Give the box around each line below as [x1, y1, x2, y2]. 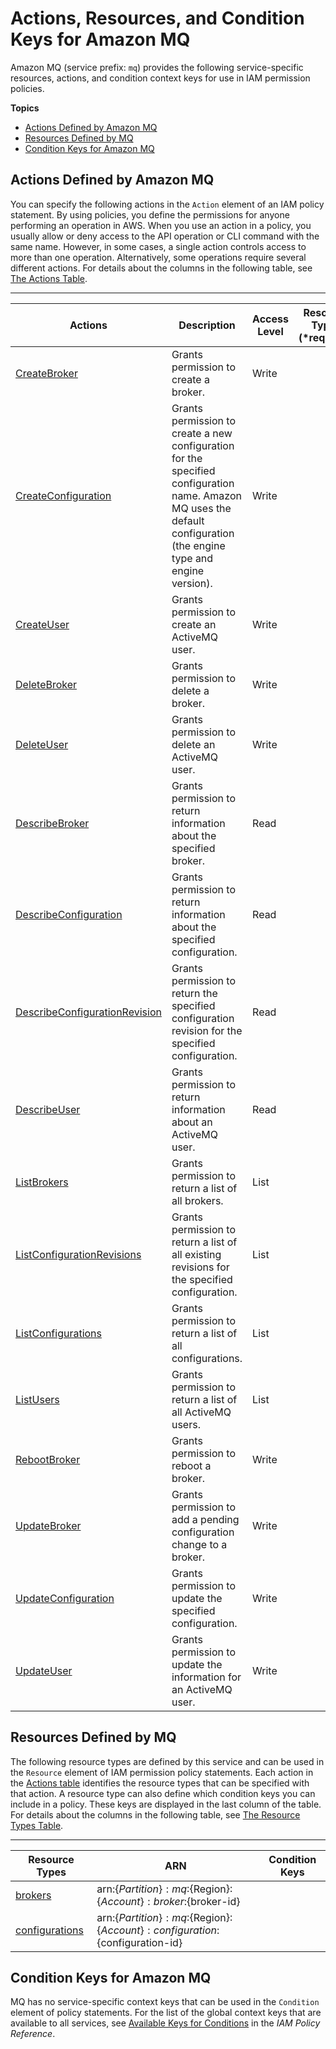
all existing [171, 1247, 222, 1261]
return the [171, 986, 218, 1000]
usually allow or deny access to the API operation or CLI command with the [10, 230, 320, 242]
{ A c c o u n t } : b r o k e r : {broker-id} [96, 1894, 241, 1908]
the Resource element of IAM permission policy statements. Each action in [10, 1766, 314, 1778]
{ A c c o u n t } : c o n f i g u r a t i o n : [96, 1923, 220, 1937]
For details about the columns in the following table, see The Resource [10, 1808, 301, 1821]
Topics [10, 102, 40, 114]
